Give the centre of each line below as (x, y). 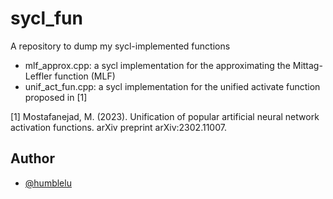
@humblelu (48, 183)
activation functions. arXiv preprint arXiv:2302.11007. (118, 127)
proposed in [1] (56, 97)
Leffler (38, 76)
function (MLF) (85, 76)
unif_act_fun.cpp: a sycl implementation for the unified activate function (172, 86)
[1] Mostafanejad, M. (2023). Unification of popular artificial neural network (165, 116)
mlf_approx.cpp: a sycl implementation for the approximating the (157, 65)
